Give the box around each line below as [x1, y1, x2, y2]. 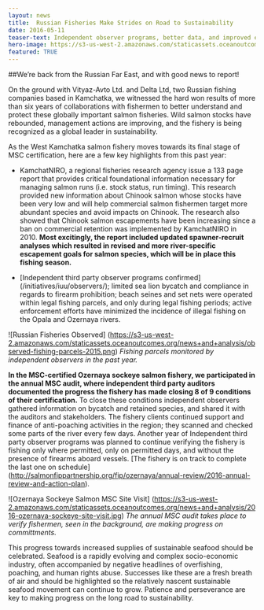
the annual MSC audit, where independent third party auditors [8, 379, 215, 388]
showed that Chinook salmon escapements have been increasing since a [19, 216, 256, 225]
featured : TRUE [8, 48, 58, 56]
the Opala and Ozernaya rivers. [19, 315, 121, 323]
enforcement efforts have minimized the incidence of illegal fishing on [19, 306, 246, 316]
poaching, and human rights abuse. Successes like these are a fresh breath [8, 568, 253, 577]
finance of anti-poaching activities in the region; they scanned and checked [8, 420, 254, 430]
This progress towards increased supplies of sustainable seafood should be [8, 543, 254, 552]
